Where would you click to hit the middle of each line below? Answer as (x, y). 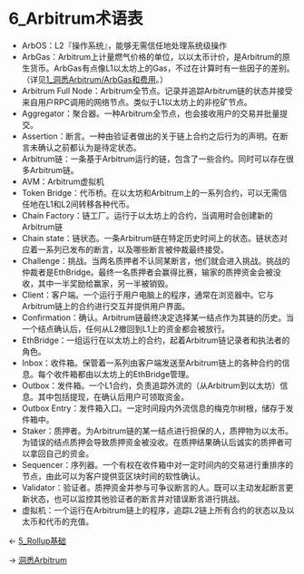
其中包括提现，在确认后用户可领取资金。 (113, 396)
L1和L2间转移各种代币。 (90, 204)
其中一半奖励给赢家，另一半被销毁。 (105, 283)
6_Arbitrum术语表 (76, 19)
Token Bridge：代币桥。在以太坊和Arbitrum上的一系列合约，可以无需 (150, 192)
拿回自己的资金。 (62, 453)
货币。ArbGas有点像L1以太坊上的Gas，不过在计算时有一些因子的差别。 (162, 68)
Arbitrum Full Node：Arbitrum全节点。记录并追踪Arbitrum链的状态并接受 (157, 91)
